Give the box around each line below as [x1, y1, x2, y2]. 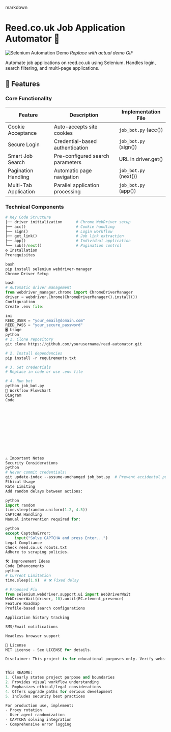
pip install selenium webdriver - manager [5, 267, 93, 272]
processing [53, 188, 81, 195]
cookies [53, 129, 73, 136]
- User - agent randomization [5, 712, 65, 718]
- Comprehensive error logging [5, 722, 72, 727]
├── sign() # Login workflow [5, 229, 113, 234]
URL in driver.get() [119, 155, 163, 162]
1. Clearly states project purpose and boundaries [5, 675, 115, 680]
